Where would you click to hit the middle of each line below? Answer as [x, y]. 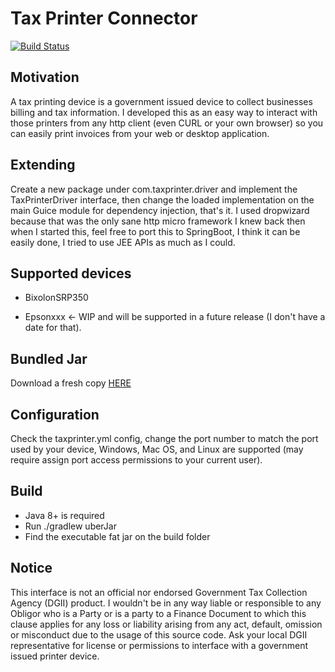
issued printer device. [55, 656]
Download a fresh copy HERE [71, 383]
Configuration [55, 414]
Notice [31, 568]
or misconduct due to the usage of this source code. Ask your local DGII [159, 634]
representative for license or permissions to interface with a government [159, 645]
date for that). [53, 328]
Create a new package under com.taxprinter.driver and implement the [154, 189]
